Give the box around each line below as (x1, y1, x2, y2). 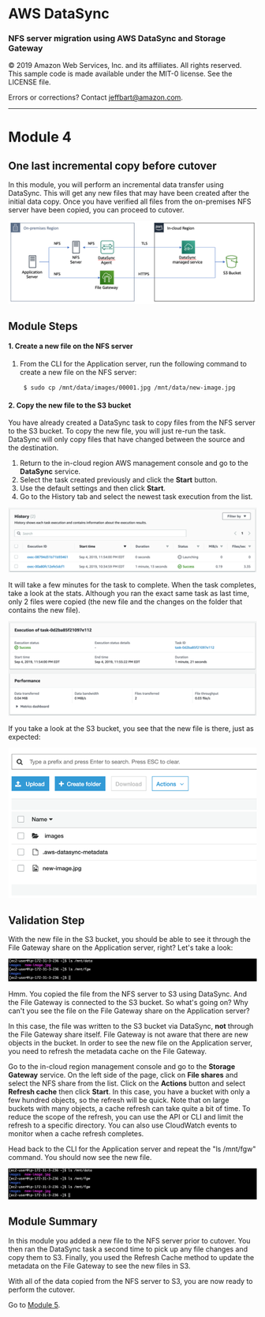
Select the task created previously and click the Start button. (19, 475, 218, 485)
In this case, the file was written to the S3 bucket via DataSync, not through (8, 1021, 254, 1030)
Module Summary (8, 1215, 98, 1229)
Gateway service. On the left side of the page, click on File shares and (8, 1070, 238, 1079)
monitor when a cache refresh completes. (8, 1128, 144, 1138)
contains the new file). (8, 605, 80, 614)
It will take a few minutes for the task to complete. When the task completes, (8, 580, 256, 589)
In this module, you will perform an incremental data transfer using (8, 180, 225, 189)
